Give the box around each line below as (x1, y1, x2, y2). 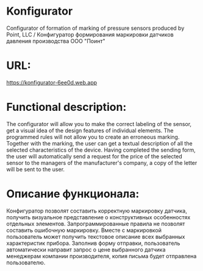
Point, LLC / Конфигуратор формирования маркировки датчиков (6, 30, 174, 38)
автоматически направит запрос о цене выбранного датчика (6, 245, 166, 253)
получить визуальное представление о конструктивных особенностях (6, 213, 191, 220)
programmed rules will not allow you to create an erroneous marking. (6, 133, 180, 141)
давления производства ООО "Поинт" (6, 37, 105, 44)
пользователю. (6, 259, 46, 266)
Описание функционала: (6, 187, 140, 200)
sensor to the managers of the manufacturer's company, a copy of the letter (6, 159, 198, 166)
